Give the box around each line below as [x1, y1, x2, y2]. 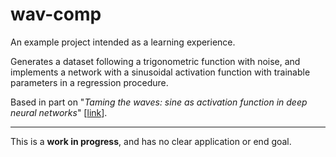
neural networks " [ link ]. [10, 106, 108, 118]
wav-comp [10, 3, 102, 26]
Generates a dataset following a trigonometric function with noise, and [10, 55, 301, 67]
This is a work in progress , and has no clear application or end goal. [10, 135, 292, 147]
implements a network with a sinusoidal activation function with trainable [10, 66, 311, 78]
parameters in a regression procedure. [10, 76, 169, 88]
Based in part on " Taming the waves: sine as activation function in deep [10, 96, 308, 108]
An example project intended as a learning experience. [10, 36, 236, 48]
